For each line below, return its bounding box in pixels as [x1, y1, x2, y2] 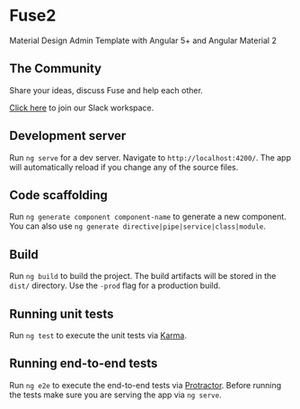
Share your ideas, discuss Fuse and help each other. [9, 84, 204, 95]
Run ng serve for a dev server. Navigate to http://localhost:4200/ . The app [9, 152, 292, 162]
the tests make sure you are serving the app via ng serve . [9, 389, 222, 400]
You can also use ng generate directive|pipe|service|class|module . [9, 221, 267, 231]
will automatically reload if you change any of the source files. [9, 161, 239, 172]
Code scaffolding [9, 187, 108, 203]
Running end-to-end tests [9, 356, 158, 371]
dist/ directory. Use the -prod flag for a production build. [9, 280, 221, 292]
